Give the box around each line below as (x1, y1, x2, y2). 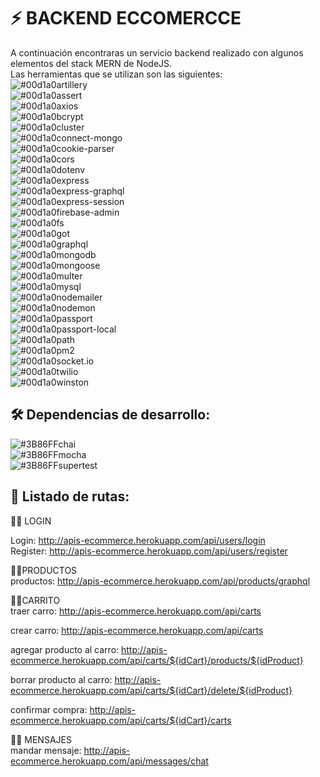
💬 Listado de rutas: (10, 488, 130, 505)
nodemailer (56, 291, 103, 303)
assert (56, 89, 83, 101)
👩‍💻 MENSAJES (10, 733, 72, 745)
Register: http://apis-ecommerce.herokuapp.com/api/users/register (10, 545, 288, 557)
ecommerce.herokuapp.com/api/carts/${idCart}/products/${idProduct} (10, 654, 304, 666)
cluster (56, 121, 85, 133)
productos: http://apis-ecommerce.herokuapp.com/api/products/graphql (10, 575, 311, 587)
